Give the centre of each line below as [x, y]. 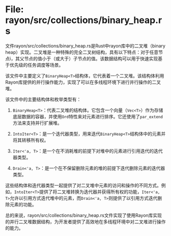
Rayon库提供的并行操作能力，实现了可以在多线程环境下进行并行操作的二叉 [83, 82]
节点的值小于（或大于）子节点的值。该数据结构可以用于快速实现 [91, 58]
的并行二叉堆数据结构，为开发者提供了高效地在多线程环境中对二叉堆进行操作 [85, 221]
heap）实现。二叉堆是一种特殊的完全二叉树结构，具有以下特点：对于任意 [82, 52]
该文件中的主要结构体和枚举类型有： [43, 99]
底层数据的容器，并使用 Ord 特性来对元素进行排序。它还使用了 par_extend [88, 116]
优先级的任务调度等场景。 [36, 65]
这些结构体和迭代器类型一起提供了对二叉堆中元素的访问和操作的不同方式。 [83, 185]
